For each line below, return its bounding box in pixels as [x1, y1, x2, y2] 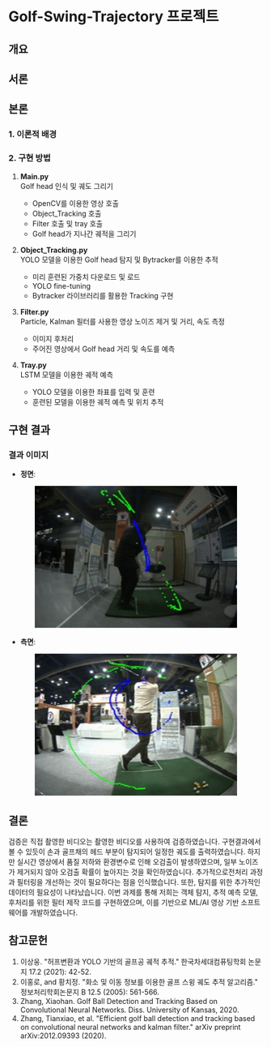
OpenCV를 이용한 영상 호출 [32, 198, 120, 208]
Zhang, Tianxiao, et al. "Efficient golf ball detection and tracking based [19, 1013, 256, 1023]
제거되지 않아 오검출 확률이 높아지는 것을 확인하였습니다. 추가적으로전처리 [16, 867, 248, 877]
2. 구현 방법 [8, 152, 51, 164]
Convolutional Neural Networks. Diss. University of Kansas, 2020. [19, 1005, 239, 1015]
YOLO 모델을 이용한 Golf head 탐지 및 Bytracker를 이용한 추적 [19, 255, 218, 264]
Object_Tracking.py [19, 245, 88, 255]
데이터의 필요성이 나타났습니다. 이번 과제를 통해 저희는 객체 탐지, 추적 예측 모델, [8, 887, 259, 897]
